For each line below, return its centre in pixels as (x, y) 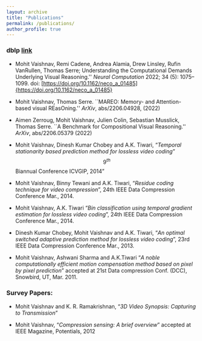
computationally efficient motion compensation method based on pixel (104, 264)
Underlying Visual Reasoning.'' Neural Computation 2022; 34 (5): (97, 76)
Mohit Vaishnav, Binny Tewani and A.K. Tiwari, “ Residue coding (94, 183)
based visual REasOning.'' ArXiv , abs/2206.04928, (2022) (88, 108)
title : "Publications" (35, 18)
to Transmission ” (36, 313)
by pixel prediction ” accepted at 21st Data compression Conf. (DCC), (101, 271)
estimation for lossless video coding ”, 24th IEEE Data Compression (99, 215)
